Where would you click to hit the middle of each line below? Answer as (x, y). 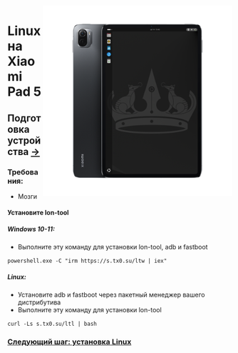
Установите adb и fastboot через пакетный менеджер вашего (111, 295)
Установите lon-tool (38, 213)
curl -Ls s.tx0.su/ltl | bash (52, 324)
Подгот (24, 118)
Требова (23, 171)
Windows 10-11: (31, 229)
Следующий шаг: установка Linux (69, 342)
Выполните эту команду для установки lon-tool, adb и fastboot (113, 247)
